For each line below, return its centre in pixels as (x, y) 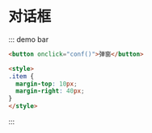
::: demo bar (29, 39)
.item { (21, 76)
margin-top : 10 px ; (47, 84)
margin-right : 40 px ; (50, 91)
